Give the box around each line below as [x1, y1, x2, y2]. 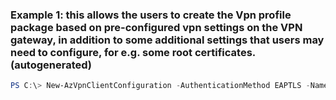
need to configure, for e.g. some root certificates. [10, 45, 256, 59]
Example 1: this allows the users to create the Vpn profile [10, 8, 292, 22]
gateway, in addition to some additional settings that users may [10, 33, 325, 47]
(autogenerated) [10, 58, 93, 72]
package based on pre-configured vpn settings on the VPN [10, 20, 303, 34]
